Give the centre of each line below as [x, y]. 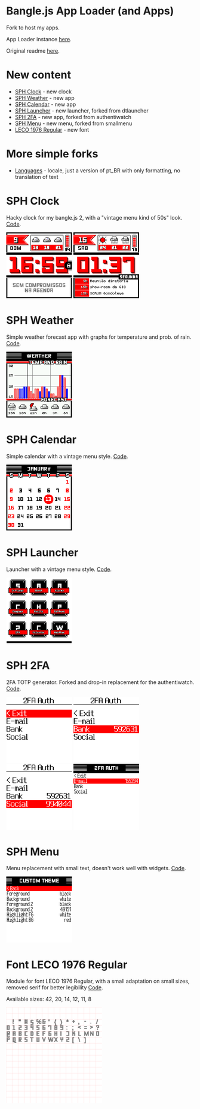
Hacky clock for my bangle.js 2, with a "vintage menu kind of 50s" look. [94, 217]
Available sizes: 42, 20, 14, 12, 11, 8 [49, 999]
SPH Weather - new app [44, 98]
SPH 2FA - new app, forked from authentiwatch [73, 117]
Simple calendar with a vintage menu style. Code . [67, 456]
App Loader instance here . [39, 39]
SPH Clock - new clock [43, 92]
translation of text [36, 177]
